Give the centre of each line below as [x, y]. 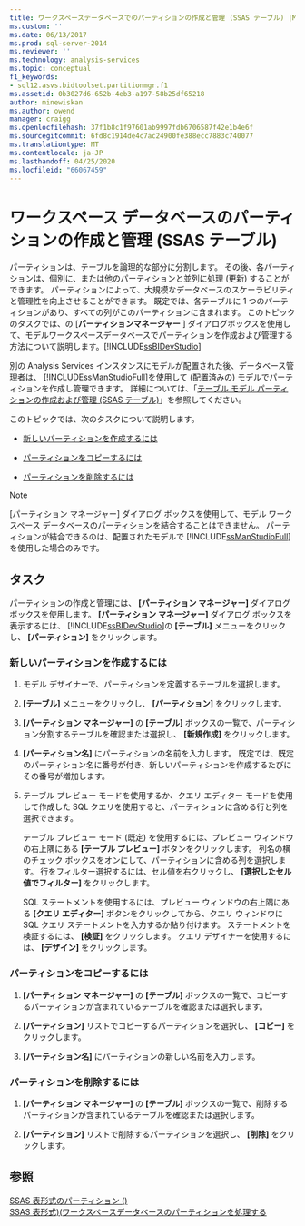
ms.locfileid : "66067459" [58, 170]
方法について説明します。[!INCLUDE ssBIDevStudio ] [105, 347]
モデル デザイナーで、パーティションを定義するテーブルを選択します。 [153, 684]
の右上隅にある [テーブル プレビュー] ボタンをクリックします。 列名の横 [157, 849]
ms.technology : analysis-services [75, 60]
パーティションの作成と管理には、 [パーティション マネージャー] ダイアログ [150, 603]
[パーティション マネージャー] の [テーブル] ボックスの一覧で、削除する [155, 1103]
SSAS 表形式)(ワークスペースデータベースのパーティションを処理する [138, 1211]
